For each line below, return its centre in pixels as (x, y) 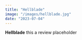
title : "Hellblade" (25, 10)
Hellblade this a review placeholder (41, 33)
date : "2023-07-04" (25, 19)
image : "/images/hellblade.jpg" (38, 14)
